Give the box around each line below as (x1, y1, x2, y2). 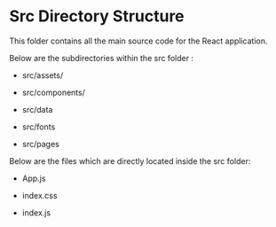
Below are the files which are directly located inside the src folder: (9, 155, 251, 166)
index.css (21, 190, 58, 200)
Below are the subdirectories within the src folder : (9, 52, 193, 63)
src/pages (21, 138, 59, 149)
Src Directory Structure (9, 6, 185, 27)
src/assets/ (21, 69, 64, 81)
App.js (21, 173, 46, 184)
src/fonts (21, 121, 56, 132)
